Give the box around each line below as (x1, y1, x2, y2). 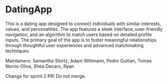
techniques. (5, 48, 30, 54)
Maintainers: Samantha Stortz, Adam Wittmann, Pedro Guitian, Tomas (5, 57, 152, 64)
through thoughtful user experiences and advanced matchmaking (5, 42, 144, 48)
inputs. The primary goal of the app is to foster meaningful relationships (5, 37, 157, 43)
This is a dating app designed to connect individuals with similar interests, (5, 20, 161, 27)
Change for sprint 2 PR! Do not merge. (5, 73, 86, 79)
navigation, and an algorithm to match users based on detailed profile (5, 31, 152, 37)
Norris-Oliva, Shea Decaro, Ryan (5, 63, 74, 69)
